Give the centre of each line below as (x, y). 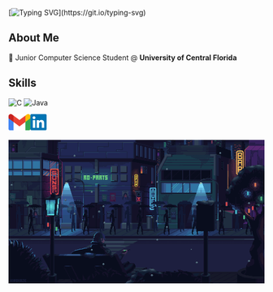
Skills (22, 83)
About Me (34, 38)
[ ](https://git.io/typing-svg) (77, 13)
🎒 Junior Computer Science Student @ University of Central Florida (123, 58)
